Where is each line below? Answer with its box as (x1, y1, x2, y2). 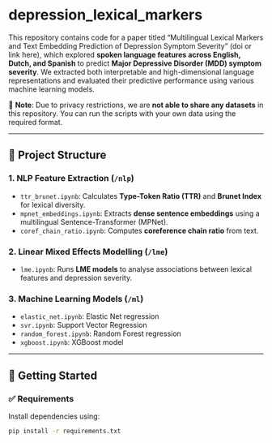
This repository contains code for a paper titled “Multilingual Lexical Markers (8, 32, 264, 42)
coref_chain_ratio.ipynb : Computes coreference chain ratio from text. (19, 226, 259, 235)
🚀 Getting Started (8, 368, 98, 382)
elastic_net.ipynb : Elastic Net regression (19, 312, 159, 321)
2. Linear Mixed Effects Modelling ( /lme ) (8, 246, 168, 257)
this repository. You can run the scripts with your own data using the (8, 108, 236, 118)
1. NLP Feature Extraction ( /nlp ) (8, 173, 135, 184)
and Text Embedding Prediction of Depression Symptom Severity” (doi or (8, 41, 253, 50)
